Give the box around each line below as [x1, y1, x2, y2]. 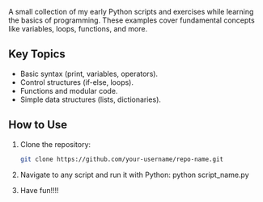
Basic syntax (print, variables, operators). [19, 69, 159, 78]
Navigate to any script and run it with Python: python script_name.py [19, 170, 249, 179]
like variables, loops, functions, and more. [8, 24, 148, 33]
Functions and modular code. [19, 86, 118, 95]
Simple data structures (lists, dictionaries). [19, 95, 162, 104]
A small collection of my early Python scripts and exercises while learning [8, 7, 254, 16]
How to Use [8, 118, 68, 132]
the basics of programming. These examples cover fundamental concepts [8, 15, 255, 25]
